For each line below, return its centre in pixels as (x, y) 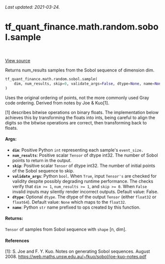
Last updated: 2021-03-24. (32, 7)
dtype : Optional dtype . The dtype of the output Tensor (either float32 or (84, 197)
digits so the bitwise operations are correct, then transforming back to (76, 122)
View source (18, 60)
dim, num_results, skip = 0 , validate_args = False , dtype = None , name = (84, 84)
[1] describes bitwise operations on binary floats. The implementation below (82, 112)
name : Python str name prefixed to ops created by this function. (76, 207)
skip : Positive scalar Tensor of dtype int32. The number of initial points (84, 166)
